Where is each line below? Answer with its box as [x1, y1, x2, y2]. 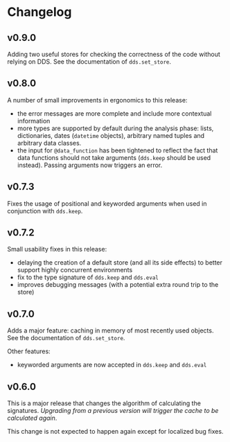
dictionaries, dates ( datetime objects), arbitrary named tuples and [17, 131, 205, 139]
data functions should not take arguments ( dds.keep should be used [17, 153, 211, 161]
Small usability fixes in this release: [7, 245, 107, 254]
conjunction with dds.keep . [7, 206, 83, 215]
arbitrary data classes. [17, 139, 82, 147]
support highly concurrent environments [17, 266, 133, 274]
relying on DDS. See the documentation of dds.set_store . [7, 58, 172, 66]
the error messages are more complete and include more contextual [17, 109, 212, 118]
